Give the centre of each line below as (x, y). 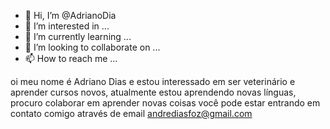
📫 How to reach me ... (71, 58)
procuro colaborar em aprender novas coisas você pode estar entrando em (165, 103)
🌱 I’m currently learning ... (78, 36)
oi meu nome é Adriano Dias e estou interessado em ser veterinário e (153, 81)
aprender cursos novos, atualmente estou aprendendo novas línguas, (153, 92)
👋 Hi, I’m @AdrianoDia (70, 15)
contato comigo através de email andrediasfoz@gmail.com (131, 113)
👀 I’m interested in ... (67, 26)
